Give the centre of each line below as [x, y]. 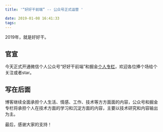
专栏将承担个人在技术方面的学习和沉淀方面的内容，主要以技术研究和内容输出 [81, 108]
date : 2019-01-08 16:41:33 [32, 18]
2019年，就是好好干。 [27, 37]
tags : [10, 23]
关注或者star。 [20, 73]
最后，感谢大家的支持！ [28, 124]
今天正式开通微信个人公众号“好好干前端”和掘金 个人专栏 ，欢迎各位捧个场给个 [81, 66]
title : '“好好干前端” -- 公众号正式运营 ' [44, 9]
